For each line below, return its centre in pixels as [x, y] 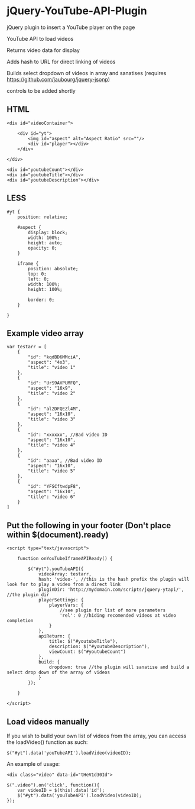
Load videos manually [48, 722]
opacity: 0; [43, 248]
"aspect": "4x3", [49, 363]
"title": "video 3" [52, 419]
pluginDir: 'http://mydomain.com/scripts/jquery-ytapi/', [111, 590]
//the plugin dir [28, 595]
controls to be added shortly [41, 90]
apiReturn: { [54, 636]
